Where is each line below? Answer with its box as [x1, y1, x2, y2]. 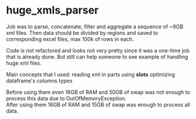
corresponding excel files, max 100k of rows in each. [6, 35, 134, 42]
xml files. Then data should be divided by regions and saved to [6, 29, 158, 36]
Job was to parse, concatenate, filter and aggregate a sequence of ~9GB [6, 23, 184, 30]
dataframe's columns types [6, 77, 72, 84]
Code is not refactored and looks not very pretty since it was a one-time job [6, 47, 190, 54]
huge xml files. [6, 59, 42, 67]
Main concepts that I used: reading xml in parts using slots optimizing [6, 71, 175, 78]
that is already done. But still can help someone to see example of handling [6, 53, 188, 60]
